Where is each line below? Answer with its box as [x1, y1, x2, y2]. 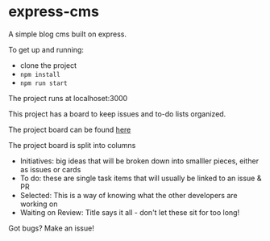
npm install [19, 70, 60, 78]
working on [19, 199, 58, 209]
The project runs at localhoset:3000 [8, 93, 128, 103]
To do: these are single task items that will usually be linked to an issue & [19, 173, 262, 183]
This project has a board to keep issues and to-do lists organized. [8, 108, 226, 119]
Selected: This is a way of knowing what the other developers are [19, 190, 238, 200]
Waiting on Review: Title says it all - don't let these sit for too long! [19, 207, 240, 217]
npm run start [19, 79, 68, 87]
